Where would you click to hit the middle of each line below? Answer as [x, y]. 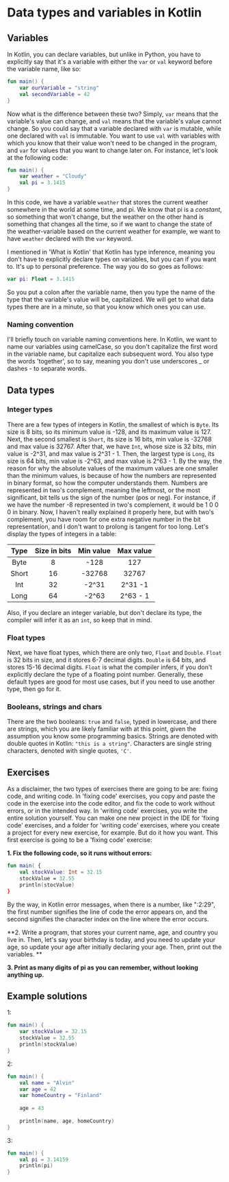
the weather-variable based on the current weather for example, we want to [114, 231]
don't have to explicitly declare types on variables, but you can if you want [112, 259]
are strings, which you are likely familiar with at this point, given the [102, 729]
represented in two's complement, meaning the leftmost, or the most [104, 490]
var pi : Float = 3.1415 [41, 279]
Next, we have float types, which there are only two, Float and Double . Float [114, 653]
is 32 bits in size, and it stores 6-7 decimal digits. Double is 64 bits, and [107, 660]
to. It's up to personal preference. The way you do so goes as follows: [105, 266]
